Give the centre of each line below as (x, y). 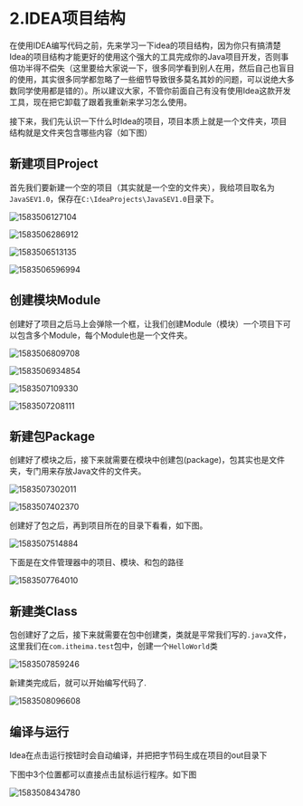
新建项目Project (54, 164)
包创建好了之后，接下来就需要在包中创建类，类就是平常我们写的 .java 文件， (150, 635)
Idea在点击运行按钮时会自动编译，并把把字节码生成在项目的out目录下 (138, 755)
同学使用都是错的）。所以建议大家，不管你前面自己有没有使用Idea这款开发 (154, 91)
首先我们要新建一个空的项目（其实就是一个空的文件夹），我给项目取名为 (142, 187)
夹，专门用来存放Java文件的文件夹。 (78, 471)
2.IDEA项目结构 (67, 19)
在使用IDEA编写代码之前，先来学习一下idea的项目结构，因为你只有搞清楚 (146, 45)
